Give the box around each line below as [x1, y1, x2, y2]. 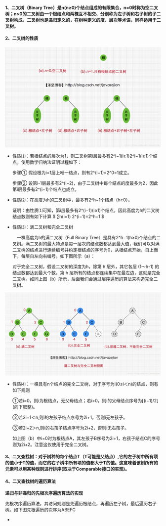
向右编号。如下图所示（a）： [38, 253, 95, 259]
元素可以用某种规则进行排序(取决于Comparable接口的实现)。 [5, 466, 129, 472]
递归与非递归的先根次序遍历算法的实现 [5, 490, 83, 496]
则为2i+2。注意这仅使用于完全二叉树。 [12, 441, 91, 447]
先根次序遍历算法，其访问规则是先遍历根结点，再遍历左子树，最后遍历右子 [5, 501, 157, 507]
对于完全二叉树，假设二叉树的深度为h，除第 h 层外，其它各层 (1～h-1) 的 [12, 263, 160, 269]
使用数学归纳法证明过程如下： [21, 159, 82, 165]
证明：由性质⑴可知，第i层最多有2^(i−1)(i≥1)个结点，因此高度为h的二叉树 [12, 208, 160, 214]
